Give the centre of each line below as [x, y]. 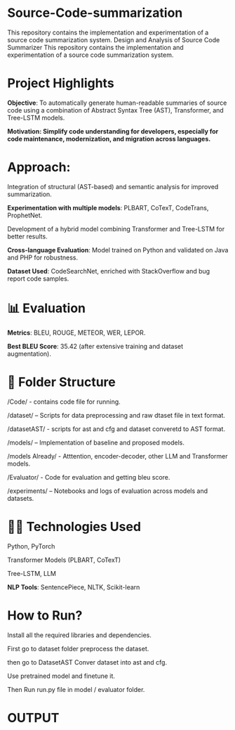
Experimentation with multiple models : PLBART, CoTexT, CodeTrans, [108, 207]
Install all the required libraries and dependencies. [80, 635]
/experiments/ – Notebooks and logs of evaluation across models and [108, 491]
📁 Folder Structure [61, 382]
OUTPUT [33, 718]
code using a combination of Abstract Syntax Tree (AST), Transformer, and [116, 110]
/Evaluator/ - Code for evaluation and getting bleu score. [89, 477]
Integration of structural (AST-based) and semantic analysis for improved [113, 186]
